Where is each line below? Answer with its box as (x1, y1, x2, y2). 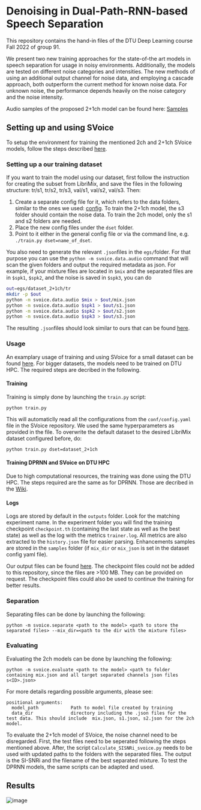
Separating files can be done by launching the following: (6, 611, 146, 618)
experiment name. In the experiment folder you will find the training (6, 519, 173, 526)
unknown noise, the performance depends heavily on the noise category (6, 87, 186, 94)
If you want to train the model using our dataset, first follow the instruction (6, 174, 190, 181)
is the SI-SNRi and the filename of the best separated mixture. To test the (6, 756, 187, 764)
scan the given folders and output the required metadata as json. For (6, 261, 176, 269)
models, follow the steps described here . (6, 145, 107, 152)
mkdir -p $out (6, 291, 42, 297)
